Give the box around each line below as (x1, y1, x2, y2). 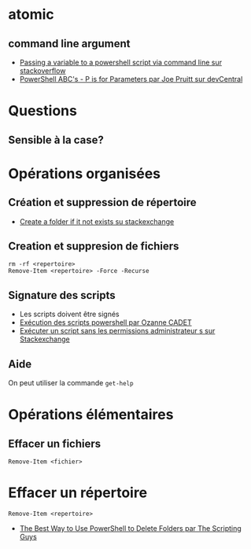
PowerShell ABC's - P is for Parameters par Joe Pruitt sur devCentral (19, 75, 243, 83)
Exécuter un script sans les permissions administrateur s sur (19, 326, 216, 336)
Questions (8, 102, 77, 120)
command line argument (8, 37, 131, 50)
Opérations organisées (8, 164, 161, 182)
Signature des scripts (8, 289, 116, 302)
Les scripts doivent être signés (19, 309, 120, 319)
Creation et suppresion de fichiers (8, 239, 179, 252)
